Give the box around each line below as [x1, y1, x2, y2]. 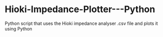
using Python [5, 25, 32, 31]
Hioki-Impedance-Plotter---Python [5, 4, 155, 15]
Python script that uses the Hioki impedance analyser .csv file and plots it [5, 20, 158, 26]
